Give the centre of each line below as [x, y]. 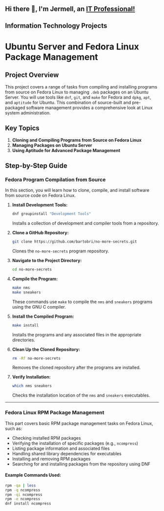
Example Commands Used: [33, 475]
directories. [24, 340]
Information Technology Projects [56, 26]
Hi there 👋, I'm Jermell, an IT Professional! [70, 9]
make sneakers [26, 292]
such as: [14, 428]
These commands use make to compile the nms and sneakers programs [82, 302]
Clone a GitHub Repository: [41, 233]
